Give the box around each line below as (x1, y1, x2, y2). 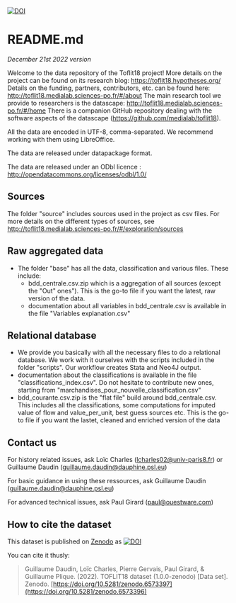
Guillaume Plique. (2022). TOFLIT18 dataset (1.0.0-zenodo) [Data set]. (24, 573, 228, 580)
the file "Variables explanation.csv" (28, 309, 131, 317)
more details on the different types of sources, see (7, 217, 155, 225)
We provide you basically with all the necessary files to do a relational (17, 348, 220, 357)
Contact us (7, 436, 57, 449)
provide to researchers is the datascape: (7, 98, 126, 107)
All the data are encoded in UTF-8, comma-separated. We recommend (7, 128, 213, 136)
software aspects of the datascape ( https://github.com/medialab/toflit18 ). (7, 113, 221, 122)
